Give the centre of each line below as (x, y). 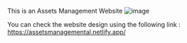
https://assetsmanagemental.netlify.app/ (67, 32)
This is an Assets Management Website (65, 11)
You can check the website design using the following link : (94, 24)
